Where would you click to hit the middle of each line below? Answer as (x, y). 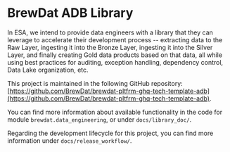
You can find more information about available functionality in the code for (115, 112)
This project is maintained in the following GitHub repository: (95, 83)
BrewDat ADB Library (70, 13)
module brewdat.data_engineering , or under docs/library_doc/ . (100, 119)
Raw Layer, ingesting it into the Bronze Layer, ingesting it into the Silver (110, 47)
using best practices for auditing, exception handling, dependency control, (115, 62)
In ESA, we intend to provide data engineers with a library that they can (110, 32)
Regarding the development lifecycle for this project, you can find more (110, 133)
